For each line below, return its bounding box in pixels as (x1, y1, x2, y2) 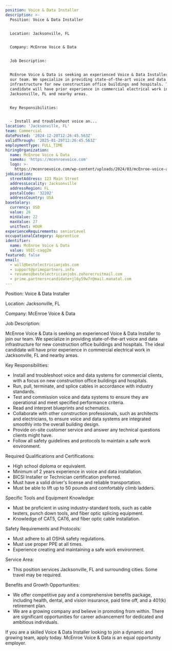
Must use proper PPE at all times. (12, 541, 83, 547)
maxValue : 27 (10, 219, 38, 224)
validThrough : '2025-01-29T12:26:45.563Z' (5, 138, 97, 143)
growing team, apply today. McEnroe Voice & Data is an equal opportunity (5, 635, 161, 640)
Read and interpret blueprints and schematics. (12, 405, 111, 411)
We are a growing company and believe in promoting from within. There (12, 608, 164, 614)
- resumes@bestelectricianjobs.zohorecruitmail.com (10, 272, 123, 277)
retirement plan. (12, 603, 47, 609)
